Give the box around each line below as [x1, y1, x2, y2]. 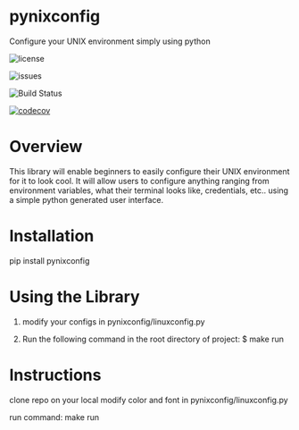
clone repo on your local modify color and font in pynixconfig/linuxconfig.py [9, 394, 288, 405]
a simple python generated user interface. [9, 194, 163, 205]
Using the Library [9, 287, 140, 307]
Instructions [9, 365, 102, 385]
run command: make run [9, 411, 100, 422]
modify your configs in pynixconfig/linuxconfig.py [21, 316, 205, 327]
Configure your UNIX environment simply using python [9, 36, 212, 46]
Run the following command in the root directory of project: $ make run [21, 333, 284, 344]
